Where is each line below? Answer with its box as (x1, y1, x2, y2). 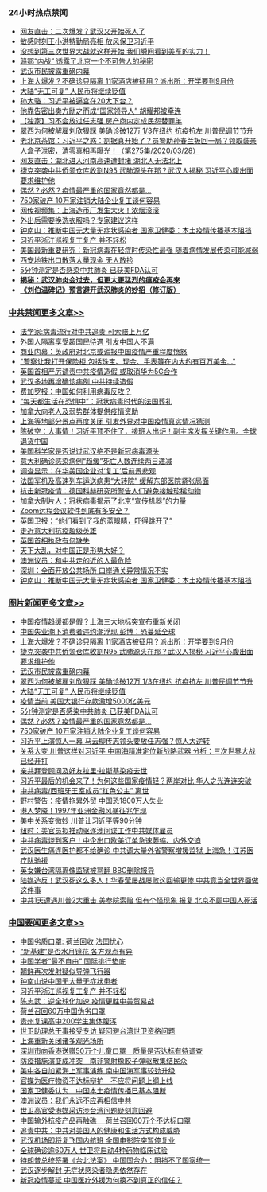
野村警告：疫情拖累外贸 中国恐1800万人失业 (19, 796, 164, 805)
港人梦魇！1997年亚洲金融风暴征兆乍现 (19, 805, 147, 815)
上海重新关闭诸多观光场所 (19, 1036, 104, 1046)
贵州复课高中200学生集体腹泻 (19, 1016, 117, 1026)
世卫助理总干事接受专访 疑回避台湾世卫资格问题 (19, 1026, 176, 1036)
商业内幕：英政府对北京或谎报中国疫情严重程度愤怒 (19, 346, 188, 356)
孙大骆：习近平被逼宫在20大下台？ (19, 96, 133, 106)
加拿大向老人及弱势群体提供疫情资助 (19, 406, 139, 415)
